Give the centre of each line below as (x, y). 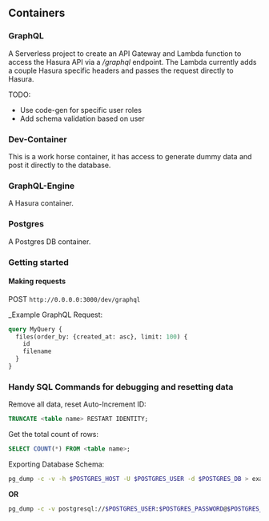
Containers (37, 13)
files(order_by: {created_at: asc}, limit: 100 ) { (102, 337)
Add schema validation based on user (82, 118)
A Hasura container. (41, 203)
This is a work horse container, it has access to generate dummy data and (130, 156)
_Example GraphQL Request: (56, 315)
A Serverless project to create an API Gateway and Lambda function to (125, 53)
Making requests (37, 281)
